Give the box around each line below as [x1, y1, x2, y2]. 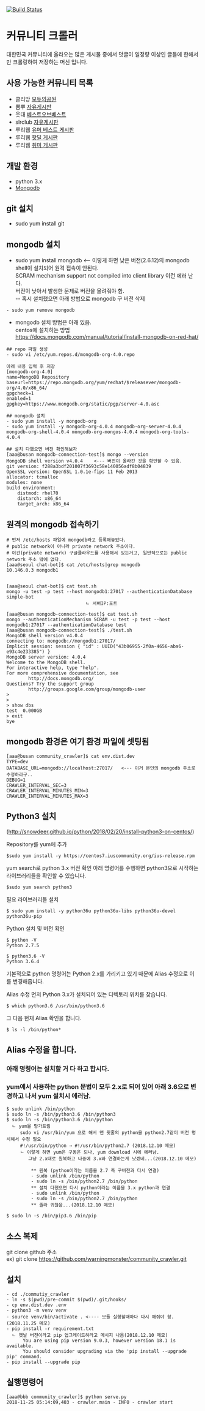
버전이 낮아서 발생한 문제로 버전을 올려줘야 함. [15, 287, 125, 295]
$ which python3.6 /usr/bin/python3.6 [6, 1002, 105, 1009]
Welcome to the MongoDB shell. [6, 659, 86, 665]
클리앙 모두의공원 [15, 95, 57, 102]
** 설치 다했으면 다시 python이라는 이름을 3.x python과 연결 [31, 1185, 171, 1191]
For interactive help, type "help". [6, 665, 99, 671]
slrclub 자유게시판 [15, 118, 59, 126]
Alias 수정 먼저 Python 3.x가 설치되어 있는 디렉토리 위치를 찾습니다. [6, 990, 168, 998]
